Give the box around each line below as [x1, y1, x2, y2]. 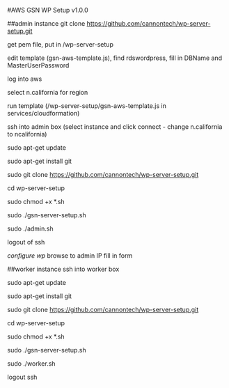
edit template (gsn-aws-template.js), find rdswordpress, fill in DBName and [7, 54, 223, 62]
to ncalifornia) [7, 130, 47, 138]
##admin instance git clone [7, 20, 86, 27]
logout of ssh [7, 238, 45, 246]
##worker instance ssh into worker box [7, 265, 120, 273]
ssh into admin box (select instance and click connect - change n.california [7, 123, 223, 131]
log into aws [7, 75, 42, 83]
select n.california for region [7, 88, 88, 96]
